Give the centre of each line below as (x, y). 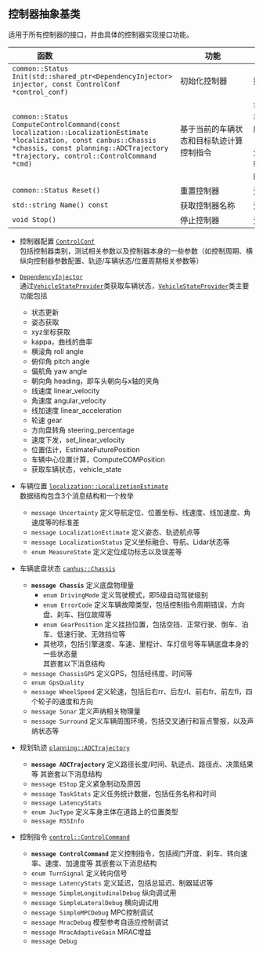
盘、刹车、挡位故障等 (77, 614)
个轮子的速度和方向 (62, 701)
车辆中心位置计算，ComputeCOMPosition (98, 459)
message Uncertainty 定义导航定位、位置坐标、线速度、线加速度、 (137, 512)
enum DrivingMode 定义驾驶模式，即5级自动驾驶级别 (126, 594)
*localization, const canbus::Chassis (84, 140)
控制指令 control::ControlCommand (75, 836)
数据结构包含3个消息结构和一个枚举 (77, 495)
